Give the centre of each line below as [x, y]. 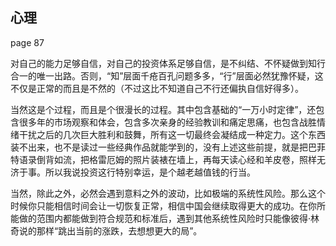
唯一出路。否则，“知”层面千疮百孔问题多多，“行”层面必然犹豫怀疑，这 [180, 75]
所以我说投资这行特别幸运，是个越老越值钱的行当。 [150, 172]
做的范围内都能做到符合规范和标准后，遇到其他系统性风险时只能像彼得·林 [169, 218]
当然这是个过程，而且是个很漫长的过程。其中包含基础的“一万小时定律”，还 [163, 109]
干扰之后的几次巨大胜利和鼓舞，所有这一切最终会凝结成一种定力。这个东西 [172, 134]
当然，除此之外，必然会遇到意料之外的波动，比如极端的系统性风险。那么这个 [168, 193]
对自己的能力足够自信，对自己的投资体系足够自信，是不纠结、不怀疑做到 [159, 63]
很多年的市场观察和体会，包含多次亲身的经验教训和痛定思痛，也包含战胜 [167, 122]
